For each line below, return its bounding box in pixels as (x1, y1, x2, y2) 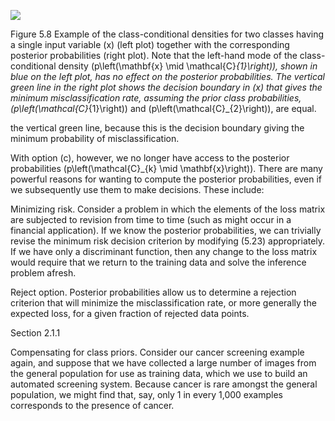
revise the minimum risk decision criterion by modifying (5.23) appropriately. (10, 235, 326, 247)
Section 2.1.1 (10, 327, 61, 339)
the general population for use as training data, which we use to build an (10, 368, 308, 379)
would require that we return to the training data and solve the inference (10, 256, 307, 268)
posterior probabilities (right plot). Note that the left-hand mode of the (10, 50, 298, 61)
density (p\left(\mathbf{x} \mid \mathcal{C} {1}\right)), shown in (58, 60, 318, 72)
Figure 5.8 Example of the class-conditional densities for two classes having (10, 28, 325, 40)
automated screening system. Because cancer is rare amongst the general (10, 378, 318, 390)
